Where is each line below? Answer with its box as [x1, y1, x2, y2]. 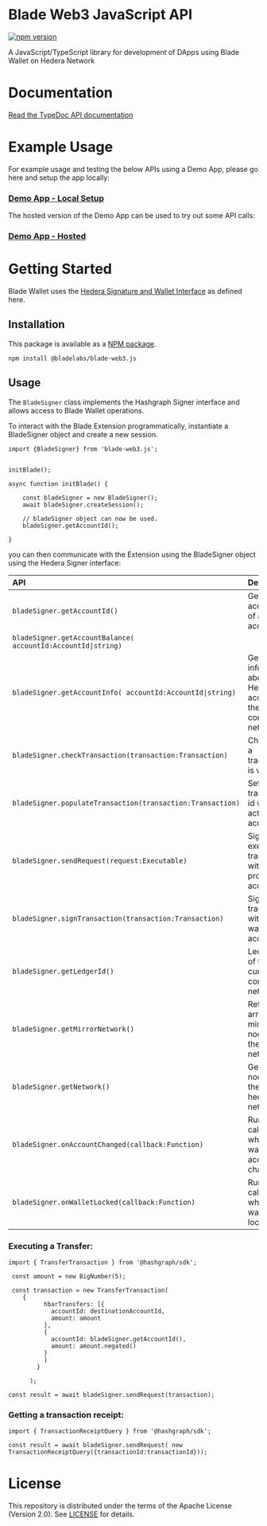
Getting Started [8, 260, 113, 278]
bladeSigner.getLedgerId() [12, 966, 114, 976]
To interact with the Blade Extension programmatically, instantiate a [8, 421, 229, 431]
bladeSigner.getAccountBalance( [12, 633, 135, 642]
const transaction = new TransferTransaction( [11, 1286, 169, 1294]
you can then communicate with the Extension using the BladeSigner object [8, 550, 256, 559]
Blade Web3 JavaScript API [8, 6, 193, 24]
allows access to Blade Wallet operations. [8, 405, 145, 415]
